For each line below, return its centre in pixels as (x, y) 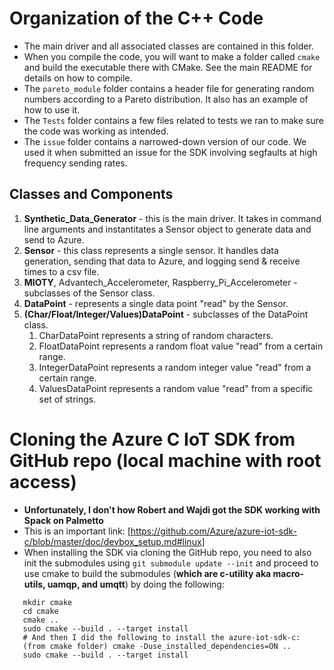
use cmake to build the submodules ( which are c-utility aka (147, 573)
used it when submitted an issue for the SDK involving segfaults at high (170, 152)
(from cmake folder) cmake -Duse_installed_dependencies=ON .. (157, 646)
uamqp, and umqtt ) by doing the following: (136, 584)
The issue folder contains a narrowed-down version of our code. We (165, 141)
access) (43, 481)
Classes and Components (91, 194)
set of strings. (67, 399)
